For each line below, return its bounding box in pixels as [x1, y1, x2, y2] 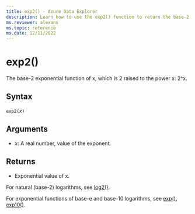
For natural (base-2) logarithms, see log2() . [6, 184, 110, 191]
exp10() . [6, 201, 26, 208]
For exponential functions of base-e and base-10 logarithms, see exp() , [6, 195, 177, 202]
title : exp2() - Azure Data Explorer [6, 8, 98, 15]
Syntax [6, 92, 33, 102]
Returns [6, 157, 36, 167]
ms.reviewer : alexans [6, 19, 59, 25]
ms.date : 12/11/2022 [6, 30, 57, 36]
